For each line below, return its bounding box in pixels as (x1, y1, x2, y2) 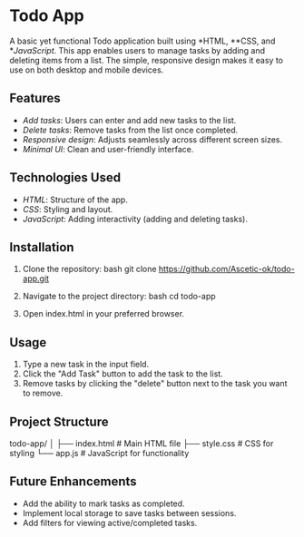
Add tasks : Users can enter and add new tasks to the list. (22, 114, 237, 125)
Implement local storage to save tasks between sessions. (22, 507, 237, 518)
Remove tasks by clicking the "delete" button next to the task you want (22, 378, 288, 389)
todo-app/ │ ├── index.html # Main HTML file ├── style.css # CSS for (9, 438, 274, 449)
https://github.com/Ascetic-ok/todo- (158, 264, 295, 275)
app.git (22, 273, 50, 284)
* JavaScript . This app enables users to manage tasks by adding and (9, 44, 266, 55)
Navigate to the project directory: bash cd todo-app (22, 291, 216, 302)
